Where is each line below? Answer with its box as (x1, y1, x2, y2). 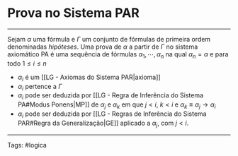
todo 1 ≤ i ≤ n (7, 59, 47, 68)
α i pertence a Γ (17, 82, 62, 92)
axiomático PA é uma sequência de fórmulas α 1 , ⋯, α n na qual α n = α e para (7, 49, 229, 60)
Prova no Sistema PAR (7, 5, 140, 21)
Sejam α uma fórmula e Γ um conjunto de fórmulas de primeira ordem (7, 35, 211, 43)
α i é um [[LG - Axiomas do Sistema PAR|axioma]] (17, 73, 161, 83)
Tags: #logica (7, 140, 47, 149)
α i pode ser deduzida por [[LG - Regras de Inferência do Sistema (17, 109, 207, 119)
